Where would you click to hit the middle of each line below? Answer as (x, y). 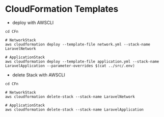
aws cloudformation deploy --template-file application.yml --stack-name (82, 61)
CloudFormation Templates (62, 9)
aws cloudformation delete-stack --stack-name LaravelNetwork (70, 96)
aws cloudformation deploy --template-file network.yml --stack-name (78, 44)
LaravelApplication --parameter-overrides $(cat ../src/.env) (70, 66)
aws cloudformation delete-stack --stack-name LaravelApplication (74, 109)
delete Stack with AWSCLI (39, 75)
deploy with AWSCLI (33, 23)
